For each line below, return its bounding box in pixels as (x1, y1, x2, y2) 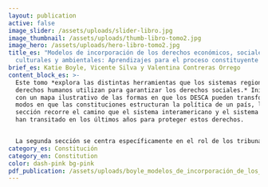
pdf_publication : (8, 167, 66, 175)
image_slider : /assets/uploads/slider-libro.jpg (8, 26, 173, 34)
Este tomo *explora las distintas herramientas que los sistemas (15, 78, 238, 86)
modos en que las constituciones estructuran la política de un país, (15, 101, 255, 109)
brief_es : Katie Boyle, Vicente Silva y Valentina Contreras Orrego (8, 64, 241, 72)
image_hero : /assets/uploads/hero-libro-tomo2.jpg (8, 42, 180, 50)
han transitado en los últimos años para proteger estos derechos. (15, 116, 245, 124)
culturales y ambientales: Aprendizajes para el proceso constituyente (15, 57, 259, 65)
